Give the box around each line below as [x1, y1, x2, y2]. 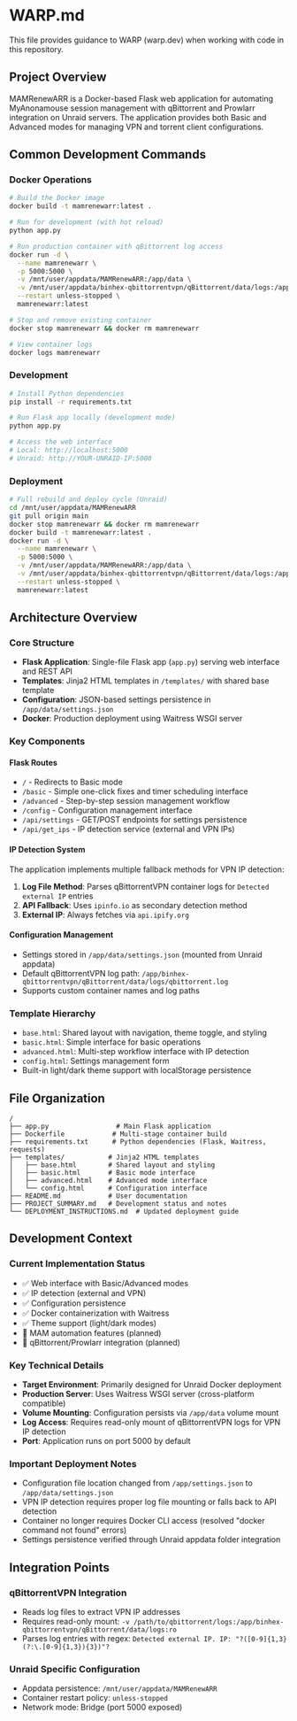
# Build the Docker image [9, 194, 104, 203]
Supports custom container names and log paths [21, 984, 201, 996]
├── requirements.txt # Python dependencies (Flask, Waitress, [9, 1137, 267, 1146]
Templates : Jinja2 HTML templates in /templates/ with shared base [21, 675, 270, 686]
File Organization [9, 1091, 106, 1106]
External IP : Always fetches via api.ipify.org [21, 909, 190, 920]
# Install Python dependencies [9, 389, 125, 398]
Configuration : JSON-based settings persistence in [21, 694, 211, 705]
